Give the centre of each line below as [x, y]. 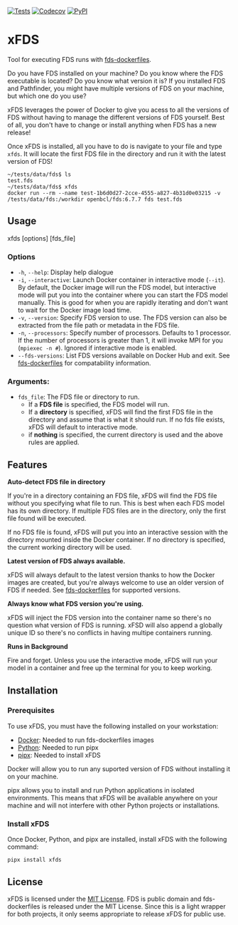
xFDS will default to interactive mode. [83, 427]
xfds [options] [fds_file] [42, 238]
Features [27, 465]
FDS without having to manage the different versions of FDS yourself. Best [116, 117]
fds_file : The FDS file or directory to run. [79, 397]
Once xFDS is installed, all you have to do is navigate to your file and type [115, 146]
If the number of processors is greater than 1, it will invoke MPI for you [120, 340]
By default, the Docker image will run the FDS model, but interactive [117, 288]
